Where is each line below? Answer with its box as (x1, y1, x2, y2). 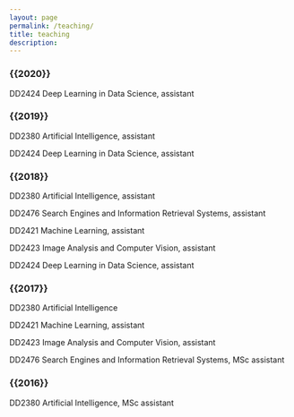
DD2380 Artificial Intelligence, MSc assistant (9, 397, 175, 408)
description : (9, 38, 58, 47)
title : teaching (9, 30, 70, 38)
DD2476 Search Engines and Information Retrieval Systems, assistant (9, 208, 266, 219)
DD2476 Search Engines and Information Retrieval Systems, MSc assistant (9, 354, 285, 365)
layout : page (9, 13, 58, 22)
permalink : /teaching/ (9, 21, 94, 30)
